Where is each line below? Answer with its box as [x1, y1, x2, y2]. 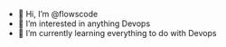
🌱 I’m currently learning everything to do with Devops [17, 28, 217, 38]
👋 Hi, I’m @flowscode [17, 9, 99, 19]
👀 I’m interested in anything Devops [17, 18, 151, 29]
